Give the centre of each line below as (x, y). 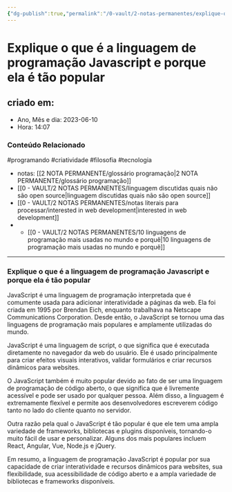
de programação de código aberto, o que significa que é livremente (103, 388)
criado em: (31, 103)
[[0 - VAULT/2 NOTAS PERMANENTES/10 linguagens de (107, 232)
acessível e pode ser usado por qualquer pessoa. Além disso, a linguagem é (116, 396)
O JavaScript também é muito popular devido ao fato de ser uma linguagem (115, 381)
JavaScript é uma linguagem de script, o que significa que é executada (108, 345)
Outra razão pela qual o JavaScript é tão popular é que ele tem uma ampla (113, 424)
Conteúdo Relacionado (46, 145)
